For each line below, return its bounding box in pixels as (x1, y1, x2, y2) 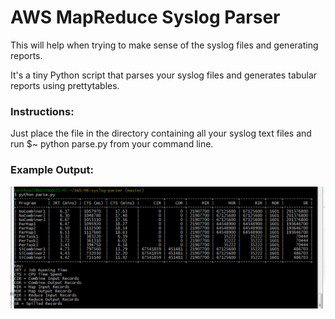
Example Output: (10, 163, 94, 177)
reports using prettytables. (10, 79, 120, 91)
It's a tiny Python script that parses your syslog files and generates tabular (10, 69, 318, 81)
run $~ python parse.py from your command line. (10, 138, 214, 150)
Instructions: (10, 104, 75, 118)
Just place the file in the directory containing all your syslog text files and (10, 127, 312, 140)
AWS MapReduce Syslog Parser (10, 6, 281, 29)
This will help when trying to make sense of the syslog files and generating (10, 39, 319, 51)
